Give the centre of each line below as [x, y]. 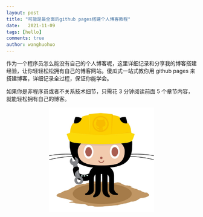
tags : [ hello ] [24, 32]
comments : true [25, 38]
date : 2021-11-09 [31, 25]
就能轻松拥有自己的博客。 [38, 99]
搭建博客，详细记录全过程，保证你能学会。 [59, 78]
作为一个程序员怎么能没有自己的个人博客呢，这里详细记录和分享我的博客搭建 [101, 63]
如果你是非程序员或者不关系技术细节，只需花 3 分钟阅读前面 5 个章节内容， [100, 91]
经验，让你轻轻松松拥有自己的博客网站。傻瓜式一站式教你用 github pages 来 [101, 71]
